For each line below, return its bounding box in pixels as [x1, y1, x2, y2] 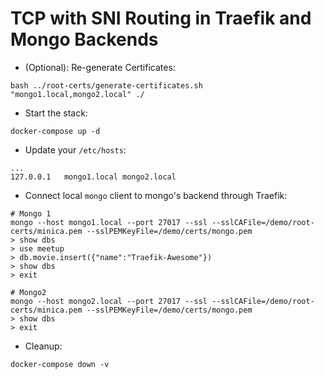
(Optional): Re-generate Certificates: [24, 61, 176, 73]
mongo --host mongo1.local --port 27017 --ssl [10, 217, 208, 227]
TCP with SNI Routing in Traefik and [10, 7, 312, 30]
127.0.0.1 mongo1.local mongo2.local [10, 172, 177, 182]
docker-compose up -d [10, 126, 101, 136]
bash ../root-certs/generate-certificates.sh [10, 80, 203, 91]
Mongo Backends [10, 28, 159, 51]
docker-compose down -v [10, 359, 110, 369]
